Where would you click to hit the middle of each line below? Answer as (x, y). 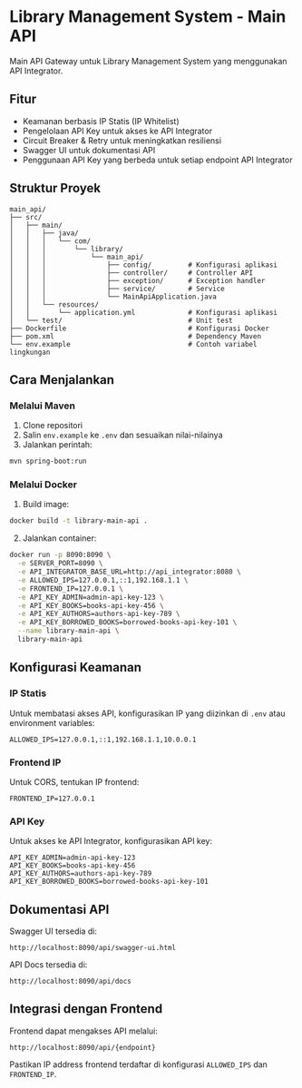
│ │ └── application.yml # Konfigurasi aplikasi (144, 312)
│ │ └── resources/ (54, 304)
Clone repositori (53, 426)
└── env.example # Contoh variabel (133, 344)
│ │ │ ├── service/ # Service (117, 289)
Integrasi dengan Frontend (86, 1009)
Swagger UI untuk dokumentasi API (89, 150)
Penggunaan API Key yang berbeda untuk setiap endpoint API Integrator (157, 160)
